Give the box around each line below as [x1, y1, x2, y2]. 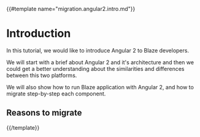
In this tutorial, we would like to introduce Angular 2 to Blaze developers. [6, 46, 189, 54]
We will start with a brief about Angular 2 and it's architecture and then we [6, 58, 194, 66]
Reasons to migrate [6, 108, 82, 118]
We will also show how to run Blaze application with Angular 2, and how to [6, 83, 194, 91]
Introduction [6, 27, 71, 40]
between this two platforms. [6, 72, 77, 79]
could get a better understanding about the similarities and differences [6, 65, 185, 72]
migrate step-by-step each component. [6, 90, 106, 97]
